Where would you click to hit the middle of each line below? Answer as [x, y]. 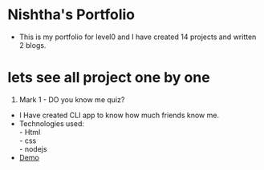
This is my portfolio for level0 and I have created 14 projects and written [138, 37]
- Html [30, 132]
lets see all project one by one [109, 78]
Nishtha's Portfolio [71, 15]
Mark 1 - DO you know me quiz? [72, 99]
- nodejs [33, 148]
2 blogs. [32, 45]
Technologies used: [52, 123]
